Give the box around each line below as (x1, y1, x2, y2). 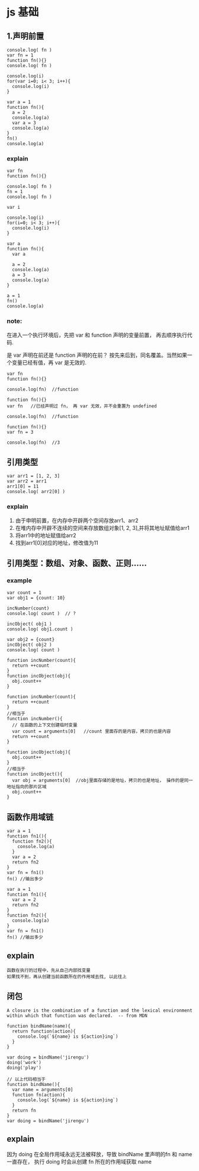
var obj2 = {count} (7, 637, 55, 643)
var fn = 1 (7, 52, 34, 58)
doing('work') (7, 1059, 42, 1065)
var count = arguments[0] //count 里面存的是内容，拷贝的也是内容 (12, 729, 171, 734)
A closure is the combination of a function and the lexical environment (7, 1007, 193, 1013)
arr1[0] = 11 (7, 484, 39, 489)
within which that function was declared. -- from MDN (7, 1012, 147, 1019)
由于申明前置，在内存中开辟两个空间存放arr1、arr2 (15, 517, 139, 524)
